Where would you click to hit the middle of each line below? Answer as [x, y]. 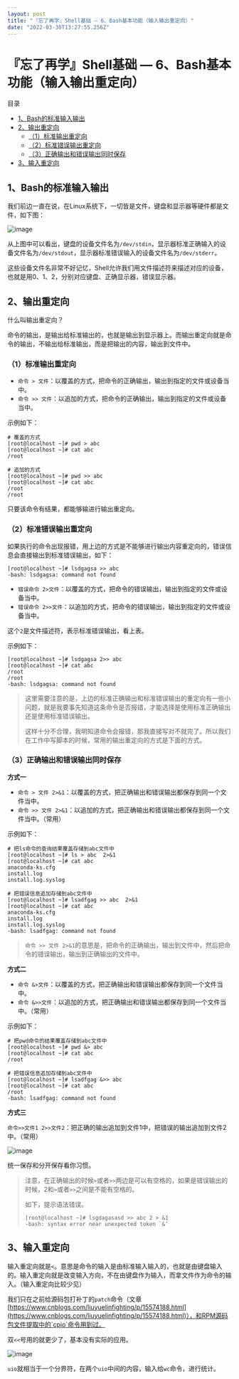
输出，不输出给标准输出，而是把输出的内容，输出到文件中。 [107, 344]
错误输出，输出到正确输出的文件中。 [90, 953]
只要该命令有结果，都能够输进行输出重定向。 [73, 509]
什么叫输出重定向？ [36, 319]
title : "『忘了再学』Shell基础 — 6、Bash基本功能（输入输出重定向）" [101, 21]
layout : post [27, 14]
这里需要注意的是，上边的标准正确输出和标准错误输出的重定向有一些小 [128, 698]
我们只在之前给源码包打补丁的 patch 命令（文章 [75, 1299]
